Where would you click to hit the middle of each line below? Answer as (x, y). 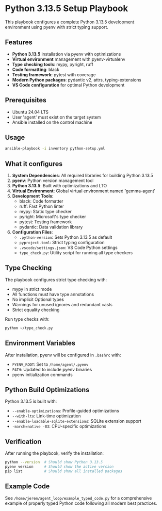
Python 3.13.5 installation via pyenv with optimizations (66, 54)
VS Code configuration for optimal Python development (68, 85)
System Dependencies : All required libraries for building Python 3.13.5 (82, 176)
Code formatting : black (36, 69)
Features (19, 42)
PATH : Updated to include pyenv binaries (52, 369)
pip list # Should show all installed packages (64, 471)
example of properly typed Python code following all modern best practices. (81, 503)
